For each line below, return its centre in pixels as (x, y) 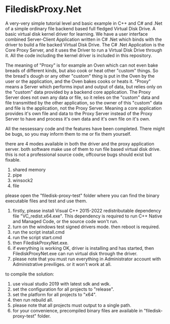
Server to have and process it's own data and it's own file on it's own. (78, 119)
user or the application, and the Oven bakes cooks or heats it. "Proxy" (78, 81)
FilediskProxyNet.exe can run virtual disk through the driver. (75, 253)
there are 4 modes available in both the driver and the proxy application (80, 144)
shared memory (29, 170)
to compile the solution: (30, 274)
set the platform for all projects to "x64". (55, 294)
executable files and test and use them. (46, 201)
